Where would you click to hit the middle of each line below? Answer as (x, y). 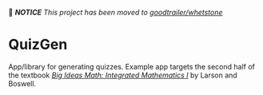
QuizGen (38, 45)
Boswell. (22, 83)
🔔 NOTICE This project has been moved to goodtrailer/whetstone (116, 12)
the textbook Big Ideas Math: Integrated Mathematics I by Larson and (123, 75)
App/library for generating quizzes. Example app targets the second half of (132, 66)
